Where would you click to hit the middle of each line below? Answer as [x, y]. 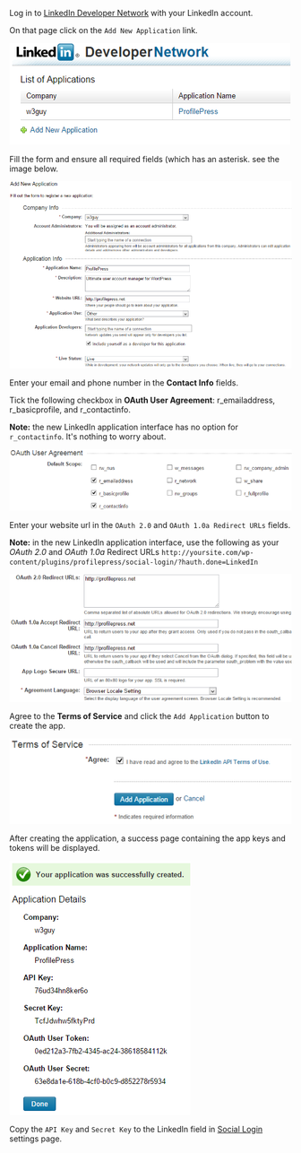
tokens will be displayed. [55, 847]
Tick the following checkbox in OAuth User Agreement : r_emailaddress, [142, 400]
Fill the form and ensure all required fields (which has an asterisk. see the [145, 159]
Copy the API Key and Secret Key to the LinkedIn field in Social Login [136, 1129]
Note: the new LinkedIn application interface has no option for [124, 427]
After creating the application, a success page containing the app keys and [148, 838]
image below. [34, 169]
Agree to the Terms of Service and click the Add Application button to [139, 715]
